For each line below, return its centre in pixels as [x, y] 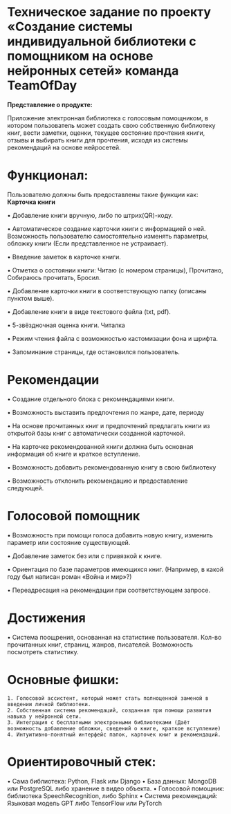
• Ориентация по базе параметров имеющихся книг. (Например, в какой [115, 569]
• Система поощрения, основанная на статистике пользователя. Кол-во [114, 637]
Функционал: [48, 175]
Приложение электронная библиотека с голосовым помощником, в [108, 118]
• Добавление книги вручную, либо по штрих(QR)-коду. [90, 215]
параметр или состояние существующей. [69, 542]
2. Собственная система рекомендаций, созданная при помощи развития [110, 710]
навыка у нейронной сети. [44, 716]
